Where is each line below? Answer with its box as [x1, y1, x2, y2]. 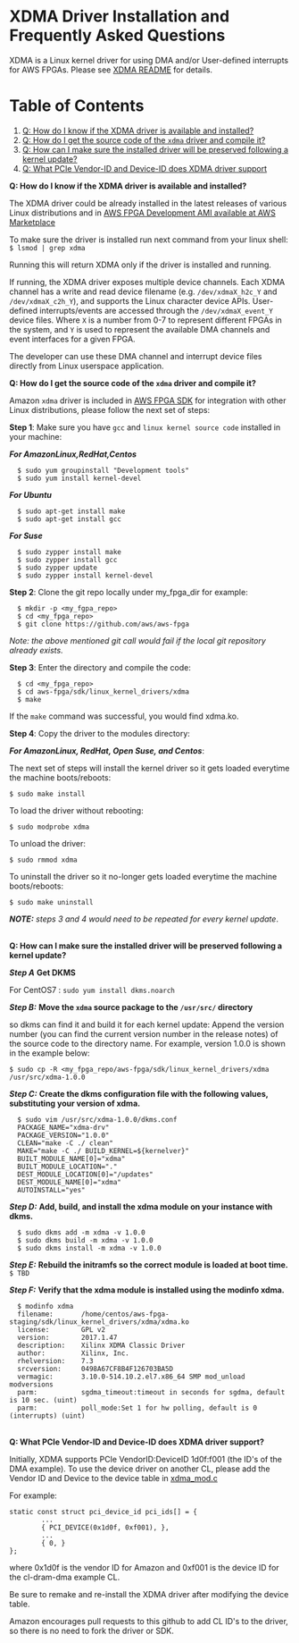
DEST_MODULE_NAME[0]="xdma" [17, 1177, 122, 1186]
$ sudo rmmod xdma [9, 855, 78, 864]
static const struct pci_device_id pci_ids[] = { [9, 1507, 198, 1516]
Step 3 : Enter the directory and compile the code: [9, 661, 192, 672]
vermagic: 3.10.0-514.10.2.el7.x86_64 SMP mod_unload [17, 1372, 245, 1381]
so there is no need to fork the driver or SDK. [9, 1625, 174, 1636]
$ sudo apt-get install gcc [17, 514, 122, 524]
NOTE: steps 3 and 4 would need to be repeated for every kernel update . [9, 914, 279, 924]
